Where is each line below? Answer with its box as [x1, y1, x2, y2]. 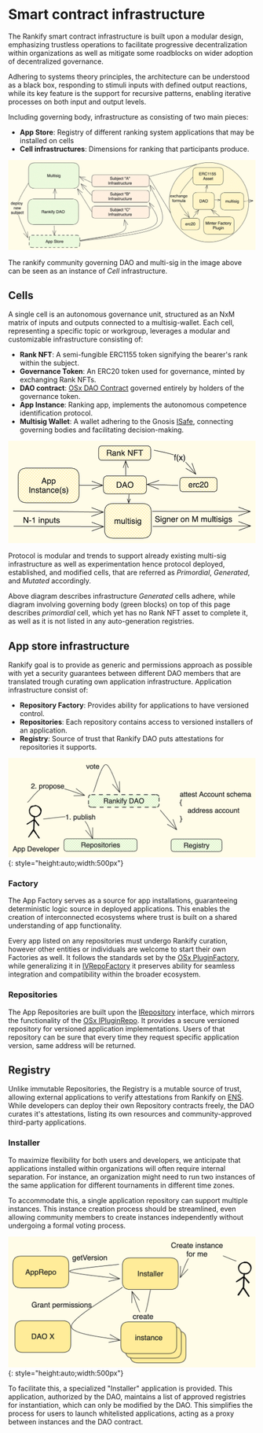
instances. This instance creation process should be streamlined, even [8, 1204, 236, 1213]
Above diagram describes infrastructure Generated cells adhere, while [8, 592, 236, 601]
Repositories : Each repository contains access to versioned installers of [19, 718, 254, 727]
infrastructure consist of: [8, 685, 89, 695]
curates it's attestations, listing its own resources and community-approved [8, 1110, 253, 1119]
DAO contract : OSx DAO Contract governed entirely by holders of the [19, 383, 245, 393]
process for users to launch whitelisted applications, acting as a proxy [8, 1409, 235, 1418]
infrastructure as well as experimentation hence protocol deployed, [8, 560, 225, 569]
